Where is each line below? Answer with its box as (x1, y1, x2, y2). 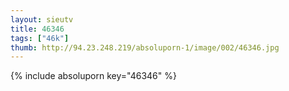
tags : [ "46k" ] (10, 33, 70, 43)
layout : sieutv (10, 14, 74, 25)
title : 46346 (10, 24, 65, 34)
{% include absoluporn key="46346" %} (10, 70, 177, 82)
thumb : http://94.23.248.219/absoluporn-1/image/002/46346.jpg (10, 42, 280, 53)
